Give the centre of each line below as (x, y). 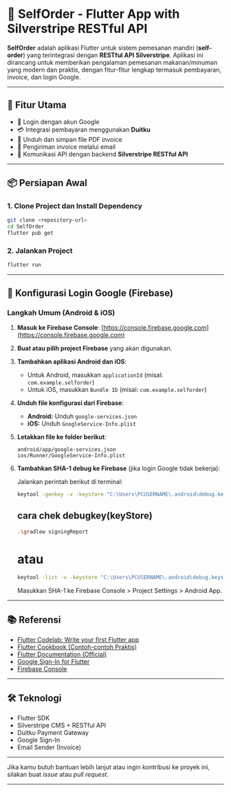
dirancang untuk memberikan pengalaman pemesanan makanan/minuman (112, 62)
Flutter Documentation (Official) (62, 654)
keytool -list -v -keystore (57, 578)
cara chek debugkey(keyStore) (85, 516)
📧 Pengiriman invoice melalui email (66, 147)
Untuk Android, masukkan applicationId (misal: (95, 375)
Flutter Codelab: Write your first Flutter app (78, 640)
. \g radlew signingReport (53, 532)
